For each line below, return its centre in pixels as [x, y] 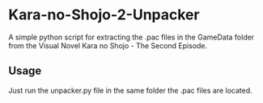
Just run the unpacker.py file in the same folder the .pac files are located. [130, 90]
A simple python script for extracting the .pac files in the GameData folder [131, 37]
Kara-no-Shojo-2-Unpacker [104, 15]
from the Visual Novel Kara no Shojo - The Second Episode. [108, 45]
